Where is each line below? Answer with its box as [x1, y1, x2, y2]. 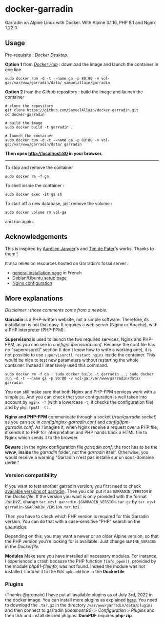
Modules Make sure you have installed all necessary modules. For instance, [5, 553, 158, 559]
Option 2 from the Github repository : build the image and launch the [5, 89, 143, 95]
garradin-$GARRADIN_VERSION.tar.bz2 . [5, 504, 81, 510]
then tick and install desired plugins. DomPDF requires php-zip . [5, 612, 133, 618]
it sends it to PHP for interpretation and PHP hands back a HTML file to [5, 430, 147, 436]
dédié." [5, 460, 20, 466]
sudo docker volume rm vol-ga [5, 210, 67, 215]
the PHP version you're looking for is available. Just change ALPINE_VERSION [5, 538, 157, 544]
